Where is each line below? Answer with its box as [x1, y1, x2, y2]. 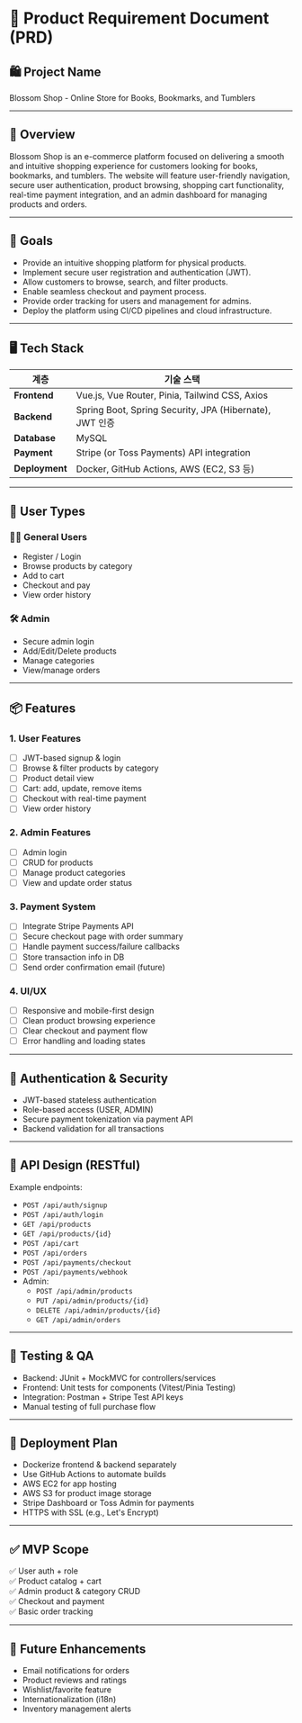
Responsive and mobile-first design [22, 1005, 155, 1015]
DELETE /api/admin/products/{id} [35, 1305, 162, 1315]
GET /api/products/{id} [22, 1229, 112, 1239]
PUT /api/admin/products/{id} [35, 1296, 150, 1305]
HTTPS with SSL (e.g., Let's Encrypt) [22, 1507, 159, 1518]
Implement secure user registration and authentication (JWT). [22, 266, 252, 277]
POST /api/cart [22, 1239, 80, 1248]
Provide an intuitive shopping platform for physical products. [22, 257, 247, 268]
